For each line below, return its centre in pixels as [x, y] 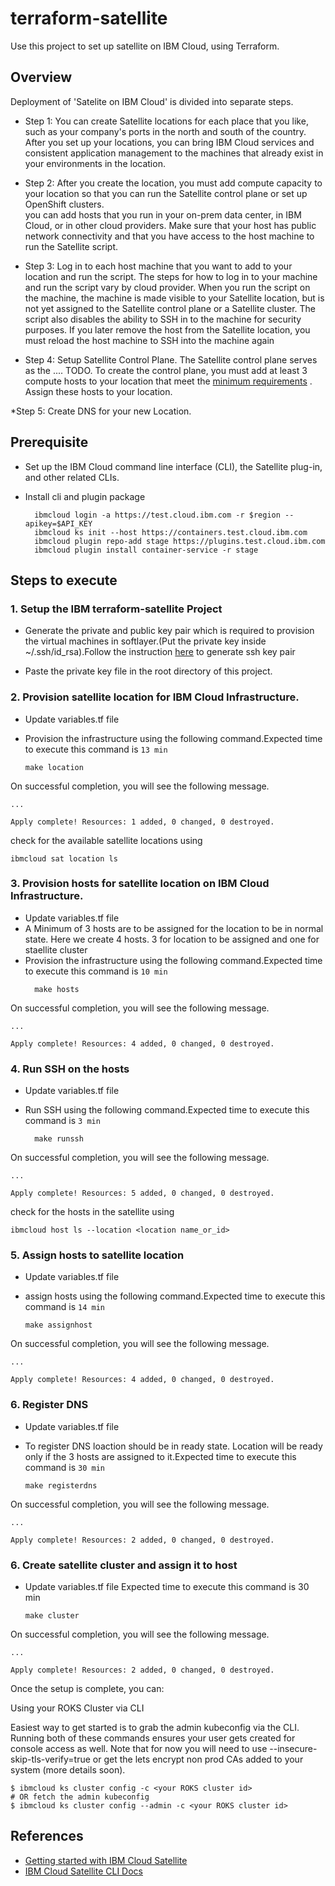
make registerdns [61, 1485]
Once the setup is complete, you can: [87, 1689]
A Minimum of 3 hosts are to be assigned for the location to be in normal [174, 928]
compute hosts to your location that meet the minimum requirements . [168, 381]
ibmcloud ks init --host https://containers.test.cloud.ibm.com [171, 532]
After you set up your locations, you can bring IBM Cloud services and [169, 142]
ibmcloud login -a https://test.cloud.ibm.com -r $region [157, 515]
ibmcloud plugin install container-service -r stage [146, 550]
